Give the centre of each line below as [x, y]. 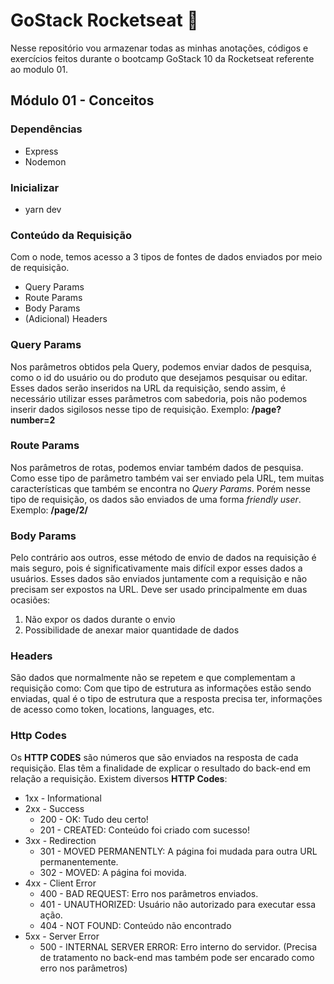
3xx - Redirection [60, 840]
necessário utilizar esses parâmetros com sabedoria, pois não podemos [159, 398]
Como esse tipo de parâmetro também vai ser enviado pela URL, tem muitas [167, 478]
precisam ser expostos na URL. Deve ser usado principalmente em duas [159, 590]
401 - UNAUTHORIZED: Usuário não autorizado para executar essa [178, 904]
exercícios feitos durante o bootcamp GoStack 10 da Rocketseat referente [162, 58]
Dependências [46, 129]
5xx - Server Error [62, 936]
